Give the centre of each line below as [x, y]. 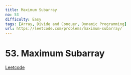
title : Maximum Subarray [31, 10]
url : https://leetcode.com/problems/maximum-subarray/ [64, 29]
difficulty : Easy [23, 19]
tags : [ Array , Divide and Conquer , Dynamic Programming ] [66, 24]
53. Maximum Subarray [55, 54]
